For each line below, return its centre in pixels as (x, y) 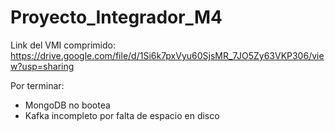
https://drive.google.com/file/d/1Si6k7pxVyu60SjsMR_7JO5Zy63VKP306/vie (167, 55)
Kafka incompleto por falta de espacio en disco (122, 115)
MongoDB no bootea (67, 105)
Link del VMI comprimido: (63, 45)
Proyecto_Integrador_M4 (116, 17)
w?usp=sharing (42, 66)
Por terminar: (37, 85)
